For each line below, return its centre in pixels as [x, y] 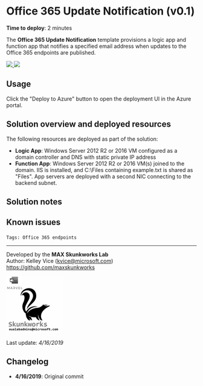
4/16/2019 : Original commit [49, 376]
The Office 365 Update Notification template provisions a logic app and [96, 39]
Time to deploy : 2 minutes [39, 28]
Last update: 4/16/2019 [35, 342]
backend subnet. [36, 182]
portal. [14, 105]
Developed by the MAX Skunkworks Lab [57, 254]
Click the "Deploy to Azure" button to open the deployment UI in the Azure [99, 99]
